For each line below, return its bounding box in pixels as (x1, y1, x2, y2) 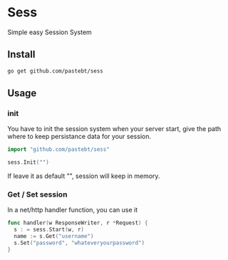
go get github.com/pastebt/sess (7, 67, 103, 75)
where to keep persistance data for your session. (7, 132, 152, 141)
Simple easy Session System (7, 28, 93, 36)
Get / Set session (7, 189, 68, 199)
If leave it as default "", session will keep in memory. (7, 172, 160, 180)
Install (7, 48, 36, 61)
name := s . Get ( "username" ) (14, 233, 94, 240)
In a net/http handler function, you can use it (7, 206, 138, 214)
